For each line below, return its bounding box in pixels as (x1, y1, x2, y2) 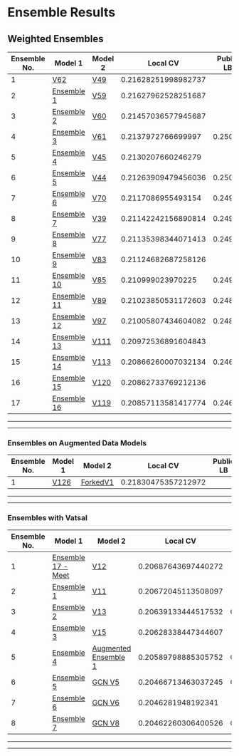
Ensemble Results (7, 4, 116, 21)
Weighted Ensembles (7, 33, 104, 45)
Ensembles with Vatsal (7, 513, 87, 523)
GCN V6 (92, 698, 119, 708)
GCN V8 (92, 718, 119, 727)
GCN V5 (92, 677, 119, 687)
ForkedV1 (80, 477, 115, 487)
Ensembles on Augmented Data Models (7, 437, 147, 447)
